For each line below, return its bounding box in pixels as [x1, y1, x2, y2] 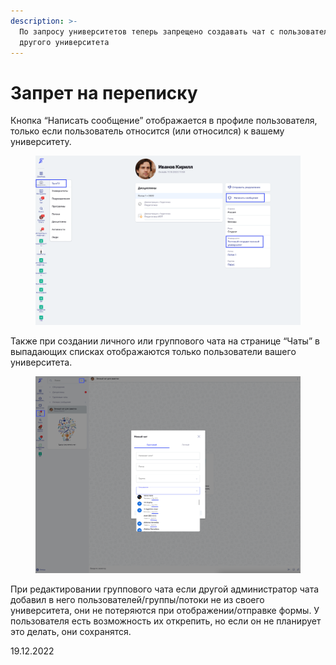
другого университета [19, 37, 110, 47]
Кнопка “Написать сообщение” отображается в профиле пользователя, [10, 115, 318, 127]
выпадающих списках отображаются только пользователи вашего [10, 345, 297, 357]
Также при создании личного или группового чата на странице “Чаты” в [10, 335, 320, 347]
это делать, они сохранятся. [10, 625, 132, 637]
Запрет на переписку [10, 81, 198, 104]
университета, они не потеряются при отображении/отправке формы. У [10, 604, 320, 616]
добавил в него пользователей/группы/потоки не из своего [10, 593, 265, 605]
